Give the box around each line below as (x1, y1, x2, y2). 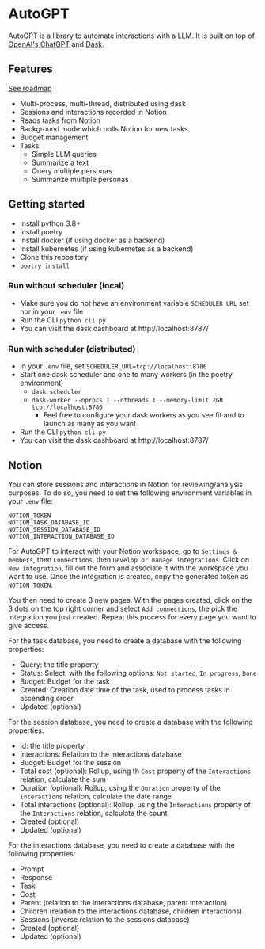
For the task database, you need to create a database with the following (8, 635, 242, 646)
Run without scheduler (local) (8, 280, 125, 292)
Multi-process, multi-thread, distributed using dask (19, 98, 186, 108)
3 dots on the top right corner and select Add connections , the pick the (8, 604, 238, 613)
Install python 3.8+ (19, 219, 81, 228)
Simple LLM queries (31, 149, 97, 158)
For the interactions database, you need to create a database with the (8, 840, 235, 850)
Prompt (19, 864, 44, 874)
